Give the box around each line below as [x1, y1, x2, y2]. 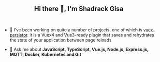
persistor [9, 32, 28, 37]
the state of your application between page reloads [9, 37, 112, 43]
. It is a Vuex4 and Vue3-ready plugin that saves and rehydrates [27, 32, 155, 37]
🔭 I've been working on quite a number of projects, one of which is [9, 27, 143, 33]
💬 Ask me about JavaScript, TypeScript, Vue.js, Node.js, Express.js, [9, 46, 149, 52]
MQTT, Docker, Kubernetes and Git [9, 51, 81, 57]
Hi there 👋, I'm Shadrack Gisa [34, 5, 124, 13]
